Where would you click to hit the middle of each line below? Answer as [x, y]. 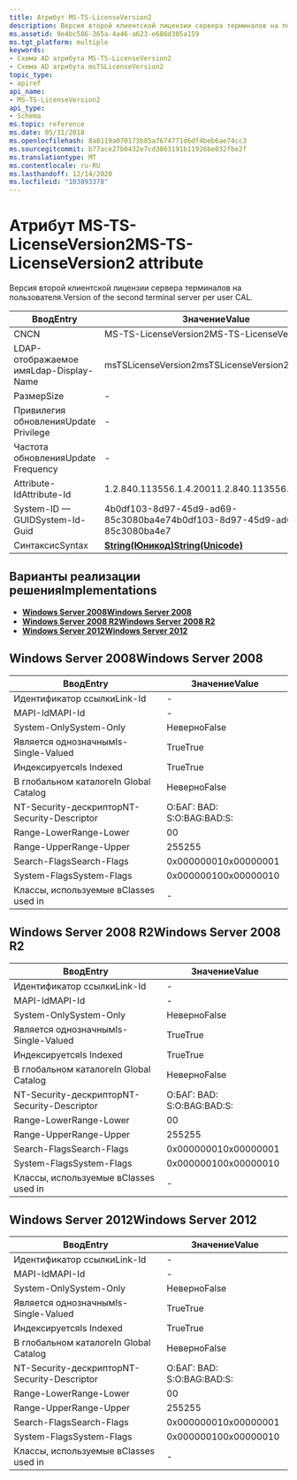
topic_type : [31, 75]
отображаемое [46, 359]
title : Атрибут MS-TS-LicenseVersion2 [80, 17]
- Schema [25, 116]
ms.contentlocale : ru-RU [55, 166]
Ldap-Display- [62, 371]
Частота [31, 447]
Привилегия [40, 411]
